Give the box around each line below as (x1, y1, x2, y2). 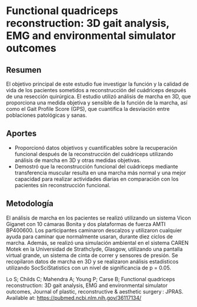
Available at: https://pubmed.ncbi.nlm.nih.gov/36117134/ (6, 294, 142, 301)
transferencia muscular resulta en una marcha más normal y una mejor (14, 169, 186, 176)
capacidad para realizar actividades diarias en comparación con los (14, 175, 179, 183)
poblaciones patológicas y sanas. (6, 112, 87, 119)
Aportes (6, 129, 37, 139)
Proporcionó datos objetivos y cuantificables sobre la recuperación (14, 144, 178, 151)
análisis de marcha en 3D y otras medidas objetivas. (14, 157, 141, 164)
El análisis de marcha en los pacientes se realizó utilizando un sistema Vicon (6, 214, 191, 221)
